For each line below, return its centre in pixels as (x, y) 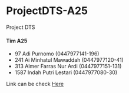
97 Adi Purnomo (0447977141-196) (57, 54)
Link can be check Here (35, 84)
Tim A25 (17, 41)
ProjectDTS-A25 (47, 11)
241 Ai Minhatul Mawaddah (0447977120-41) (69, 60)
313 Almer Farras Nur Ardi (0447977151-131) (68, 67)
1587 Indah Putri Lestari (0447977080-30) (66, 72)
